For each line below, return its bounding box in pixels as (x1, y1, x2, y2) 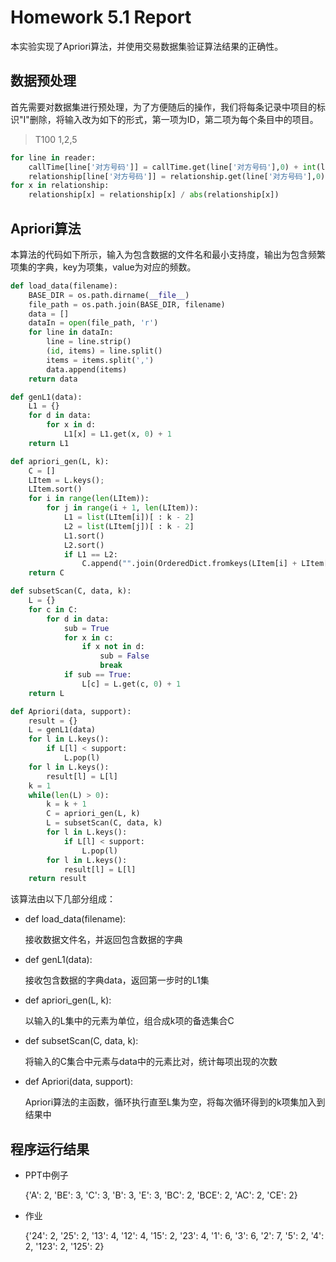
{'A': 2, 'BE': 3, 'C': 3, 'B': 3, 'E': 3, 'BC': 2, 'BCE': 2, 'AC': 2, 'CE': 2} (24, 1189, 298, 1201)
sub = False (99, 651, 150, 661)
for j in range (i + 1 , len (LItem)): (46, 503, 199, 513)
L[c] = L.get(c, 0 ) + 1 (81, 679, 182, 689)
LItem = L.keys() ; (28, 475, 105, 485)
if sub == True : (63, 670, 132, 680)
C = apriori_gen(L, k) (46, 809, 141, 819)
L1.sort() (63, 531, 105, 541)
